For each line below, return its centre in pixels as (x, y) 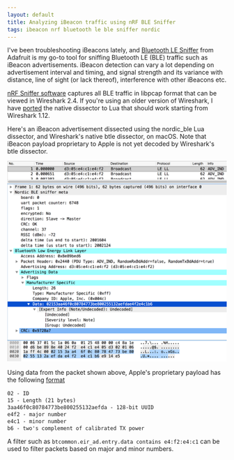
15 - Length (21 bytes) (42, 400)
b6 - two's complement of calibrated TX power (76, 428)
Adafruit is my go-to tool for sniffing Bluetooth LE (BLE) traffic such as (108, 58)
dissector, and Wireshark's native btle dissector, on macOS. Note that (107, 137)
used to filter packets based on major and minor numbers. (91, 448)
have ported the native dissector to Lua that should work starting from (108, 108)
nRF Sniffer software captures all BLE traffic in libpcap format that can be (112, 94)
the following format (36, 380)
